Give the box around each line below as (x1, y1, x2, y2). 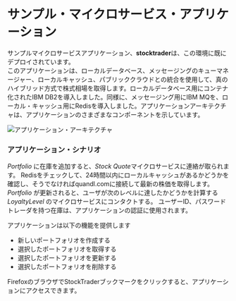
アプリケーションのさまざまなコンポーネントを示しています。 (25, 110, 204, 118)
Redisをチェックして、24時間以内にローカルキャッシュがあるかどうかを (20, 171, 230, 180)
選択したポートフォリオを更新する (17, 254, 117, 262)
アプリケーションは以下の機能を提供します (7, 221, 131, 230)
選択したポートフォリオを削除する (17, 262, 117, 271)
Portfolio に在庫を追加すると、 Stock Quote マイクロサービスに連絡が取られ (7, 162, 223, 171)
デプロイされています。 (7, 57, 75, 66)
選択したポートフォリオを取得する (17, 245, 117, 254)
